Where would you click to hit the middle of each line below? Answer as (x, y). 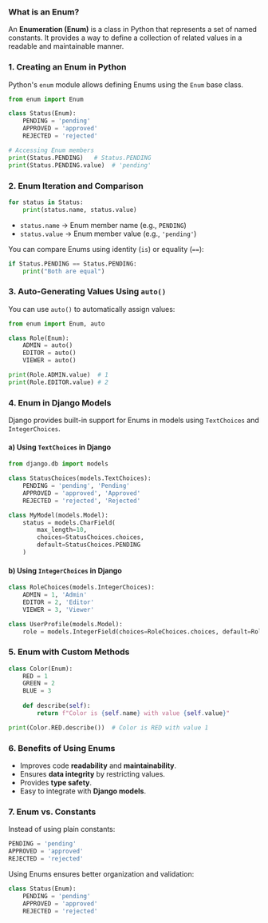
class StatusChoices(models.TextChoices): (80, 478)
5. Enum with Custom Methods (69, 652)
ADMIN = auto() (48, 346)
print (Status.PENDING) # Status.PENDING (80, 158)
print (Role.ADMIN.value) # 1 (59, 375)
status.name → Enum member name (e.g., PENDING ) (103, 225)
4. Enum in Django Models (60, 402)
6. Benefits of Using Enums (62, 748)
